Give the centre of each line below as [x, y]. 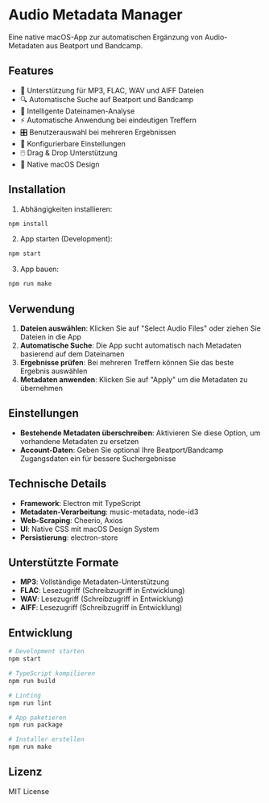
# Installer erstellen [46, 739]
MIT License [29, 791]
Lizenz [25, 772]
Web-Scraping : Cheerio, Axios [71, 520]
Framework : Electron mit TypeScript [80, 503]
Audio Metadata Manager [95, 15]
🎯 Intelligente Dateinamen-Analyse [77, 111]
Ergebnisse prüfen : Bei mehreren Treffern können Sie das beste [127, 362]
